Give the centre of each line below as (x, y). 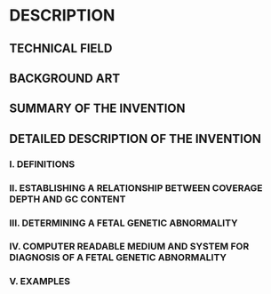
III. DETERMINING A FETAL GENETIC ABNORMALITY (124, 223)
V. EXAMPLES (40, 282)
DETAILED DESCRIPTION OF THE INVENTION (135, 139)
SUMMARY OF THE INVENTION (97, 109)
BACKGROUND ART (65, 78)
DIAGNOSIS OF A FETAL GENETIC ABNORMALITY (118, 258)
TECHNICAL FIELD (61, 48)
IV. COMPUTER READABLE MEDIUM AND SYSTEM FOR (129, 247)
